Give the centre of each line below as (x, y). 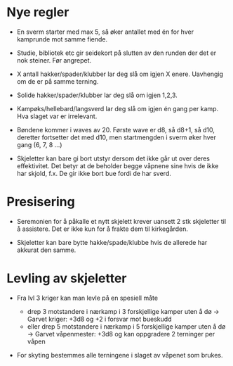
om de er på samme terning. (58, 81)
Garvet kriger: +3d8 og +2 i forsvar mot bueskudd (99, 319)
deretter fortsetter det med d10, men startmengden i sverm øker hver (116, 137)
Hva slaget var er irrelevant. (57, 116)
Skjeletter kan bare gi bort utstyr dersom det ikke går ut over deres (113, 158)
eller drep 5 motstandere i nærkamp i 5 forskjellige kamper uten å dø (126, 326)
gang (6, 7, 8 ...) (39, 144)
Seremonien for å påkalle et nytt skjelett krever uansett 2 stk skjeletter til (121, 221)
